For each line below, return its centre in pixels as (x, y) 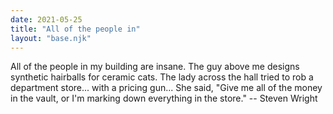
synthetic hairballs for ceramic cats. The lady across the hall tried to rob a (162, 77)
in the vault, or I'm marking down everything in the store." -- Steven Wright (164, 98)
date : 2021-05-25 (46, 19)
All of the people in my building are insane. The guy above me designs (155, 67)
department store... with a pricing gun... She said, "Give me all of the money (166, 88)
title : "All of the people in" (75, 29)
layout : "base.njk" (51, 38)
